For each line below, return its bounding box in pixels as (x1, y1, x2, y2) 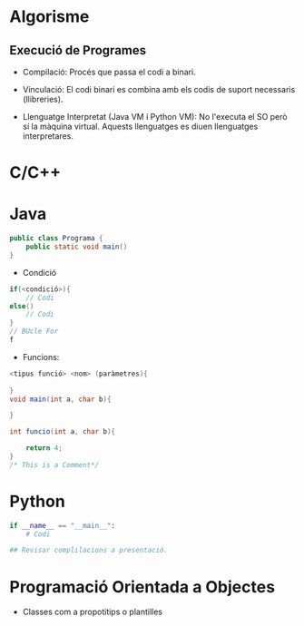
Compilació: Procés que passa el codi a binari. (22, 66, 197, 77)
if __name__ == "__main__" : (9, 521, 116, 530)
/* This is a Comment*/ (9, 460, 100, 469)
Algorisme (9, 6, 90, 27)
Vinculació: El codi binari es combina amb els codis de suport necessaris (22, 84, 296, 94)
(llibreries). (22, 93, 64, 104)
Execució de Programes (9, 43, 147, 58)
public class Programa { (9, 234, 103, 243)
